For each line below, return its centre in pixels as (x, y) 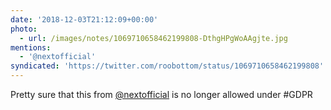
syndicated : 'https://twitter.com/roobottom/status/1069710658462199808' (167, 66)
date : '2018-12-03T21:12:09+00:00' (84, 19)
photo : (24, 29)
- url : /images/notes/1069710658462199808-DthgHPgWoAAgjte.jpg (153, 38)
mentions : (31, 47)
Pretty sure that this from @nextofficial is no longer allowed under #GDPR (161, 94)
